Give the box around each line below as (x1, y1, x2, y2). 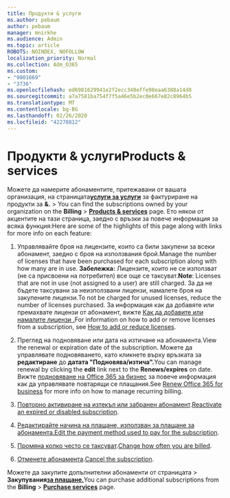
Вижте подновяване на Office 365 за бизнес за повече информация (16, 372, 216, 381)
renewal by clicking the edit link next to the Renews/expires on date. (16, 365, 213, 374)
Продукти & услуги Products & (7, 148, 186, 163)
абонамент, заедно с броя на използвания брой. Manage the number (16, 250, 217, 258)
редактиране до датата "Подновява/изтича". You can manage (16, 358, 202, 366)
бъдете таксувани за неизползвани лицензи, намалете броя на (16, 286, 203, 295)
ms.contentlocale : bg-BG (7, 106, 78, 113)
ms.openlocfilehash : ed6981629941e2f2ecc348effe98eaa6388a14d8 (7, 87, 192, 93)
